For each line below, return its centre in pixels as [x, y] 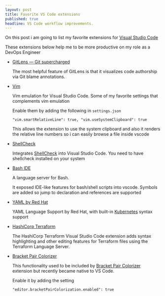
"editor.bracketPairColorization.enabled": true [63, 290]
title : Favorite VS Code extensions [43, 14]
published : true [22, 19]
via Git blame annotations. [39, 77]
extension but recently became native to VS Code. [63, 271]
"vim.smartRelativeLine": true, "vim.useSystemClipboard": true [80, 120]
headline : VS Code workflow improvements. [49, 23]
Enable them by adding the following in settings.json [67, 111]
